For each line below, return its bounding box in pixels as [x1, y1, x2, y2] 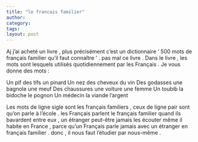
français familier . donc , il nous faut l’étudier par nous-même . [6, 129, 161, 137]
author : [6, 15, 26, 21]
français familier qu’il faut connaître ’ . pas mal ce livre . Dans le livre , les [6, 54, 188, 62]
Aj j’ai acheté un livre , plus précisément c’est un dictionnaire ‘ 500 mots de [6, 48, 192, 55]
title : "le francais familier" [6, 8, 85, 15]
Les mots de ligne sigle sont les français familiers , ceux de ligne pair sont [6, 103, 190, 111]
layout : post [6, 31, 39, 37]
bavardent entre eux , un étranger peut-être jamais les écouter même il [6, 116, 183, 124]
